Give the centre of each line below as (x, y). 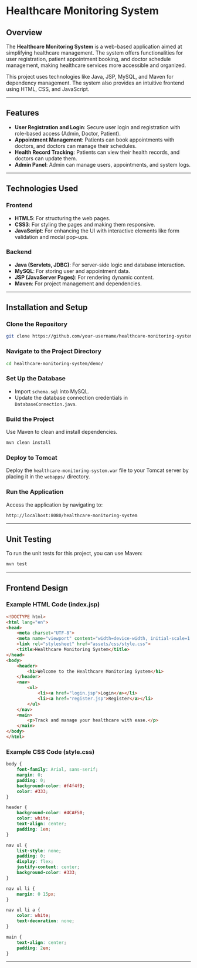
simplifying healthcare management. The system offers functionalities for (95, 53)
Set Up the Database (36, 379)
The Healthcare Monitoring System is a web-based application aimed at (94, 46)
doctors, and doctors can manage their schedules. (75, 146)
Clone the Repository (37, 324)
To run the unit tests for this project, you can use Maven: (74, 554)
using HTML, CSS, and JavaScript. (48, 89)
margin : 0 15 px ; (37, 894)
